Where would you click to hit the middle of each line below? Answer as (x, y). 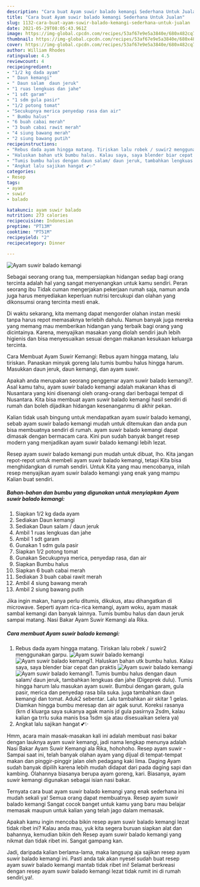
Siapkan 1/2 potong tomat (47, 552)
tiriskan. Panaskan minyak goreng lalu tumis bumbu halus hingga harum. (95, 363)
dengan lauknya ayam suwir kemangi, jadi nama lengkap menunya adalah (96, 742)
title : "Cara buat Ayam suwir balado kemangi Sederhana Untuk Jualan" (96, 17)
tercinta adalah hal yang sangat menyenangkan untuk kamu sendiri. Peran (97, 283)
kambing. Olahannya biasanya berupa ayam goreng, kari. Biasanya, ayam (96, 774)
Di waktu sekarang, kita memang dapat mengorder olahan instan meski (93, 313)
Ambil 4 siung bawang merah (51, 583)
